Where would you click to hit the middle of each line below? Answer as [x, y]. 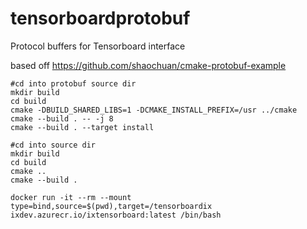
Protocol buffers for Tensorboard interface [98, 46]
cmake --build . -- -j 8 [62, 118]
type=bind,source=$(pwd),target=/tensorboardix [111, 206]
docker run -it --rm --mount [71, 197]
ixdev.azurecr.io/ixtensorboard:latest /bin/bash [116, 215]
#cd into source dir [53, 145]
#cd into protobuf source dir [73, 83]
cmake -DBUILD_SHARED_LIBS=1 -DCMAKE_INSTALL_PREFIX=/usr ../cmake [154, 110]
